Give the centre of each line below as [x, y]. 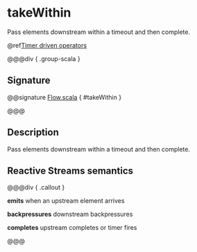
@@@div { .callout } [36, 188]
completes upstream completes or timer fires [72, 228]
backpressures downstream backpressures [70, 214]
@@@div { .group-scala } [44, 58]
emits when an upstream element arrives [66, 201]
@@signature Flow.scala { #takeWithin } [65, 97]
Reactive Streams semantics [70, 171]
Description [33, 133]
